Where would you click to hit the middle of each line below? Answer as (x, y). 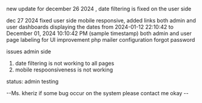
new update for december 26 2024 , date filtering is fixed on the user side (99, 9)
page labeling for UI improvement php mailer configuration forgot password (101, 40)
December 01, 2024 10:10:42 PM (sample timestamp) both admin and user (99, 33)
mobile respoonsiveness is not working (64, 70)
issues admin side (29, 51)
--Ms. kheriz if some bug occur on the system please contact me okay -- (98, 93)
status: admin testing (32, 81)
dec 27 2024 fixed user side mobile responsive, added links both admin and (101, 20)
